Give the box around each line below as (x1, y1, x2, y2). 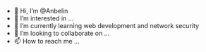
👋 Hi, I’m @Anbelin (13, 7, 68, 15)
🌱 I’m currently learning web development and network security (13, 22, 200, 30)
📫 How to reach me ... (13, 37, 80, 45)
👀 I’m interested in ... (13, 14, 74, 22)
